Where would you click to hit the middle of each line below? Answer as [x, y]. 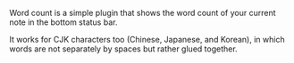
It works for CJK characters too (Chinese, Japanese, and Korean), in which [147, 39]
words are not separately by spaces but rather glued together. [124, 49]
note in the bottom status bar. [63, 22]
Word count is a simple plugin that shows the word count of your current [143, 13]
